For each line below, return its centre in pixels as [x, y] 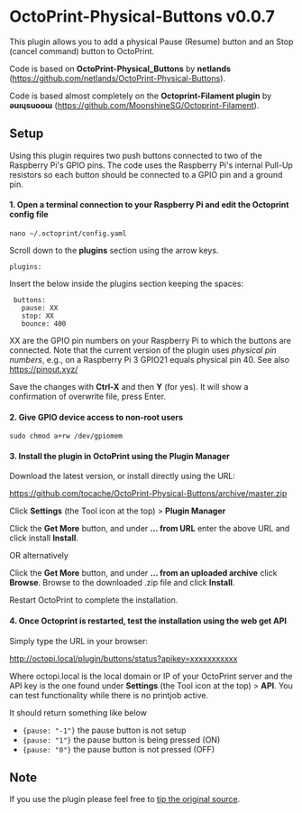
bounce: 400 [44, 323]
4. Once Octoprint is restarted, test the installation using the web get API [148, 621]
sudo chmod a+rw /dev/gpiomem [66, 436]
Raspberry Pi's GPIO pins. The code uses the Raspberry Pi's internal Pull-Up [151, 165]
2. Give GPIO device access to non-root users [96, 417]
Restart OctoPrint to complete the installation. [94, 600]
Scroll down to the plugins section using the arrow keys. [114, 250]
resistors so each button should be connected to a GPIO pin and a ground [146, 174]
